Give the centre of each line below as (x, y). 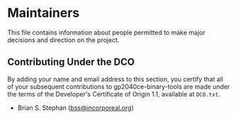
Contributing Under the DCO (71, 62)
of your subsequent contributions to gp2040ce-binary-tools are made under (118, 87)
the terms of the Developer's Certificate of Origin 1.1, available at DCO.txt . (114, 94)
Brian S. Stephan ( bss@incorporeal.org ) (76, 108)
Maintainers (44, 13)
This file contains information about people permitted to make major (106, 32)
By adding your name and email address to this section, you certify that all (115, 79)
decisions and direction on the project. (64, 39)
